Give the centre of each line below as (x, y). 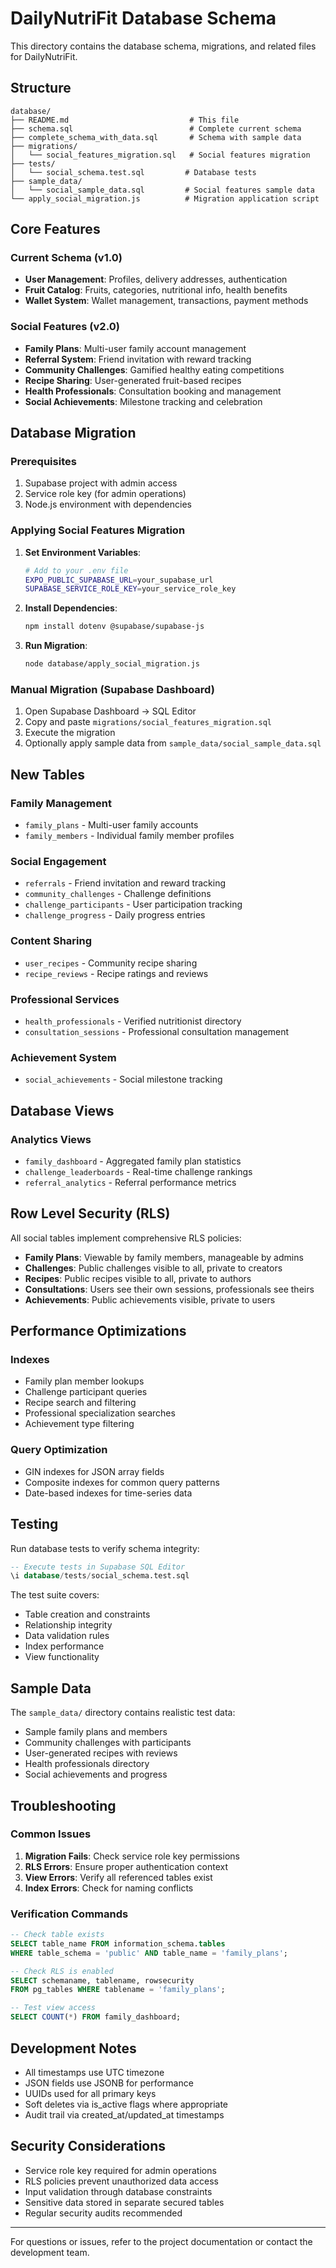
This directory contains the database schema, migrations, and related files (163, 46)
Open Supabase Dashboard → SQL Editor (110, 711)
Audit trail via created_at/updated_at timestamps (124, 2114)
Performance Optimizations (98, 1331)
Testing (34, 1524)
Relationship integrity (68, 1625)
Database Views (62, 1110)
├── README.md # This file (125, 120)
